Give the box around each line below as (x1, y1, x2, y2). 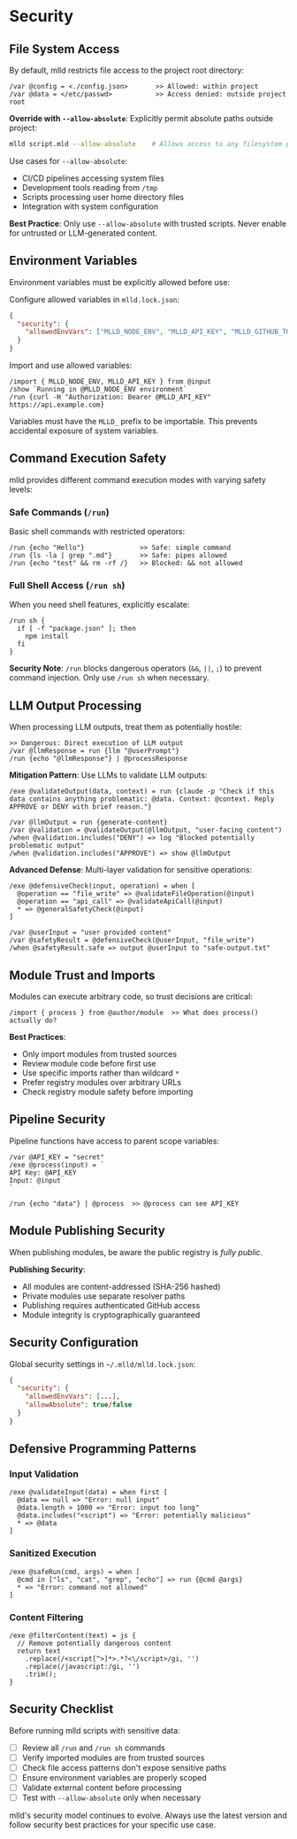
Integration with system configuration (21, 201, 159, 212)
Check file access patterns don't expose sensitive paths (21, 1763, 227, 1773)
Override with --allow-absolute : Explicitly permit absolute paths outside (9, 113, 274, 123)
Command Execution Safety (9, 451, 167, 466)
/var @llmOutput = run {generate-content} (9, 818, 168, 827)
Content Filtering (9, 1610, 84, 1623)
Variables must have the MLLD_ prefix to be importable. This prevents (9, 416, 258, 427)
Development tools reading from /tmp (21, 182, 158, 192)
